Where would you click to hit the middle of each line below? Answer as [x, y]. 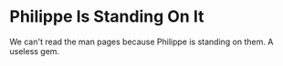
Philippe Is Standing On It [107, 17]
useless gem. [35, 51]
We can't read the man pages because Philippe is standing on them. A [141, 42]
